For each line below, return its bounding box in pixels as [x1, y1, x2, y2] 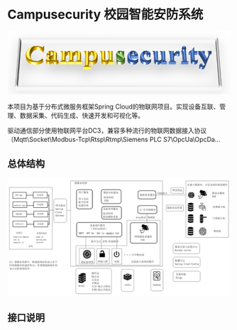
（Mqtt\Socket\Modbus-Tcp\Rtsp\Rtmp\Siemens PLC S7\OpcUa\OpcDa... [7, 136, 221, 143]
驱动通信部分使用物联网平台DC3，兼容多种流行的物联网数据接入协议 [7, 126, 207, 135]
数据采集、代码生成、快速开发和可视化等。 [19, 111, 144, 119]
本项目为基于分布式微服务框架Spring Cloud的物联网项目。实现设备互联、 [7, 102, 220, 111]
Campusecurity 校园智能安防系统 [7, 6, 204, 23]
